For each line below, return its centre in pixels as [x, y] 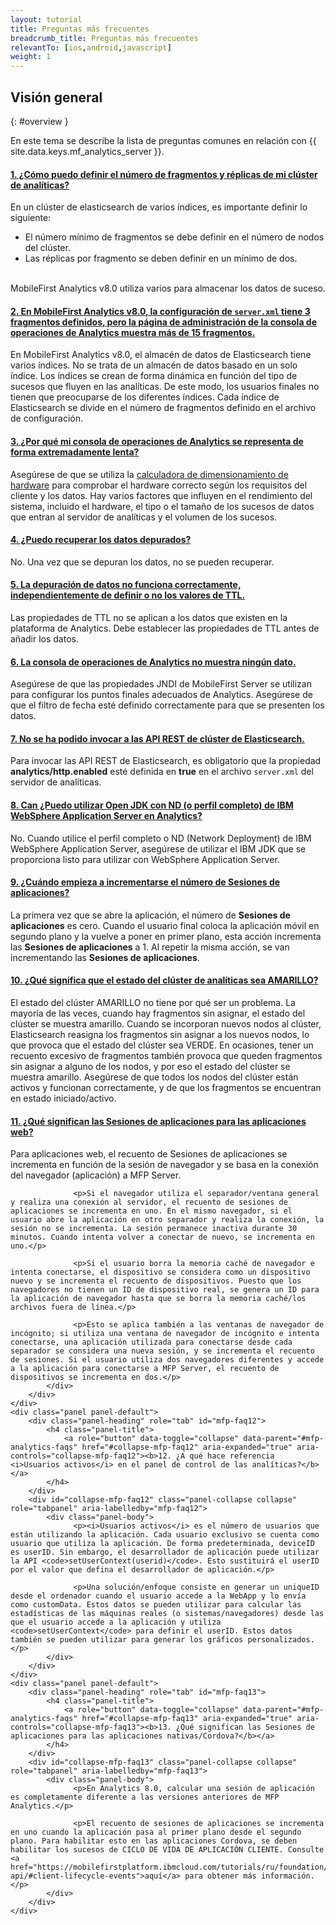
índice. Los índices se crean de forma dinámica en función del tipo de [154, 376]
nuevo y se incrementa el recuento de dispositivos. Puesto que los [156, 1281]
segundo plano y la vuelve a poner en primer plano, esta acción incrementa [166, 936]
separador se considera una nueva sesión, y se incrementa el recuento [162, 1351]
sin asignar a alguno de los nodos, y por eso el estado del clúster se [150, 1066]
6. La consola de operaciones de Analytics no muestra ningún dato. [153, 662]
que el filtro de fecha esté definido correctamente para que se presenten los [167, 705]
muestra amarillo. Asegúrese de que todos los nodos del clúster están [154, 1077]
